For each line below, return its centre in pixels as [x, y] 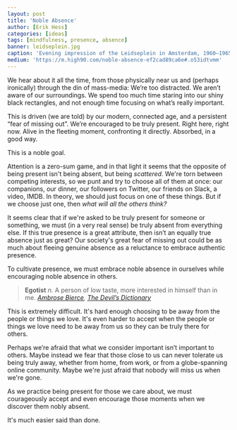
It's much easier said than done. [54, 420]
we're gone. [25, 377]
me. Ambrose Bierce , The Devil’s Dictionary [88, 297]
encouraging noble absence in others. [62, 276]
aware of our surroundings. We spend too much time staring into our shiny [116, 95]
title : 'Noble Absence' [42, 21]
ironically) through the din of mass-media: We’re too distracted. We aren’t [114, 87]
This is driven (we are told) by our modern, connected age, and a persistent [117, 116]
